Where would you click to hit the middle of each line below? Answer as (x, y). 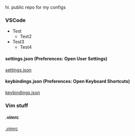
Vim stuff (17, 105)
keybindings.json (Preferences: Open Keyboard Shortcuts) (67, 81)
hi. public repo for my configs (35, 7)
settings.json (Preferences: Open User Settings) (56, 58)
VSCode (15, 20)
